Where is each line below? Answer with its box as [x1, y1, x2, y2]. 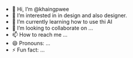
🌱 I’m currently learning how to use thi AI [11, 18, 113, 25]
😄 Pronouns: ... [11, 40, 51, 47]
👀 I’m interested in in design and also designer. [11, 12, 128, 19]
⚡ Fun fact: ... [11, 46, 45, 53]
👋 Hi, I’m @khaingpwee [11, 6, 69, 12]
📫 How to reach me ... [11, 31, 68, 38]
